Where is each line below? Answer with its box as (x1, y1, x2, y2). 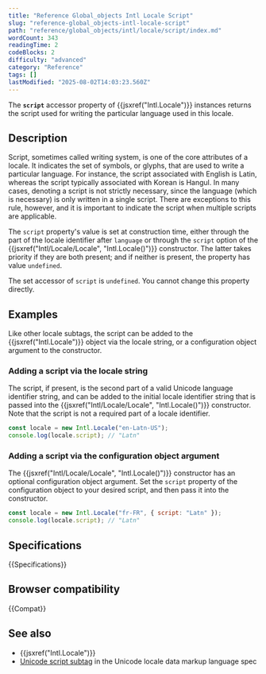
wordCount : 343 (8, 33, 59, 42)
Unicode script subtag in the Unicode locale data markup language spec (19, 657, 257, 666)
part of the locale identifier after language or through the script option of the (8, 235, 259, 245)
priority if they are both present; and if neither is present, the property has (8, 252, 250, 262)
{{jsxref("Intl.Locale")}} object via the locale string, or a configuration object (8, 337, 257, 347)
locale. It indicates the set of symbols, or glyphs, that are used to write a (8, 161, 245, 171)
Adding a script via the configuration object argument (8, 451, 220, 462)
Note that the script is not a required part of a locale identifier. (8, 409, 210, 418)
